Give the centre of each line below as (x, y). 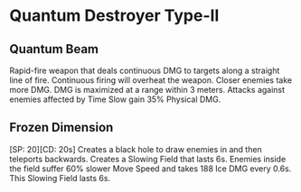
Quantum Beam (54, 49)
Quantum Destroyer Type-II (114, 16)
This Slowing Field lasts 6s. (60, 178)
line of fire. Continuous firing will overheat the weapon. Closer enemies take (150, 80)
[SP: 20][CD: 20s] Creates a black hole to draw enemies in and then (136, 149)
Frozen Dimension (61, 128)
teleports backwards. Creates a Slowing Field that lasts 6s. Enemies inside (148, 159)
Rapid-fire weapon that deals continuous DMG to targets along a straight (145, 70)
